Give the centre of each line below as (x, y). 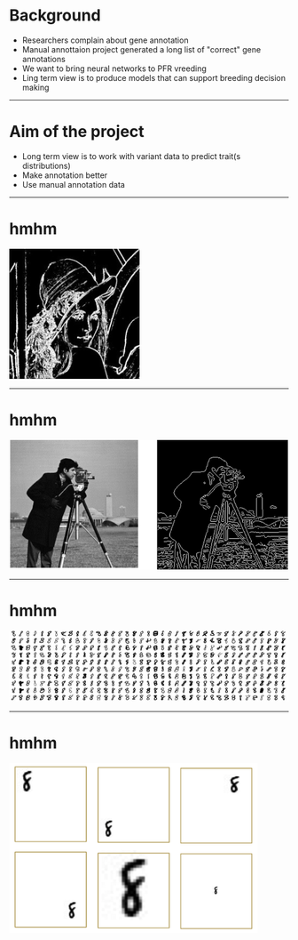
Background (55, 16)
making (35, 87)
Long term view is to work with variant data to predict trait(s (131, 156)
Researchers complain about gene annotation (105, 40)
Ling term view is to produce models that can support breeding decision (154, 77)
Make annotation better (65, 175)
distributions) (46, 165)
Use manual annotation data (74, 184)
